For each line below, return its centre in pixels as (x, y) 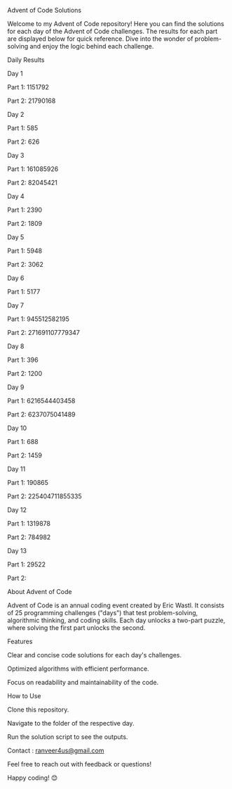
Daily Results (26, 60)
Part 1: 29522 (27, 564)
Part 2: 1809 (25, 223)
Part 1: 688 (23, 442)
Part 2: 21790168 (32, 101)
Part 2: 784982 (29, 537)
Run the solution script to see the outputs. (68, 737)
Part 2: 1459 (25, 455)
